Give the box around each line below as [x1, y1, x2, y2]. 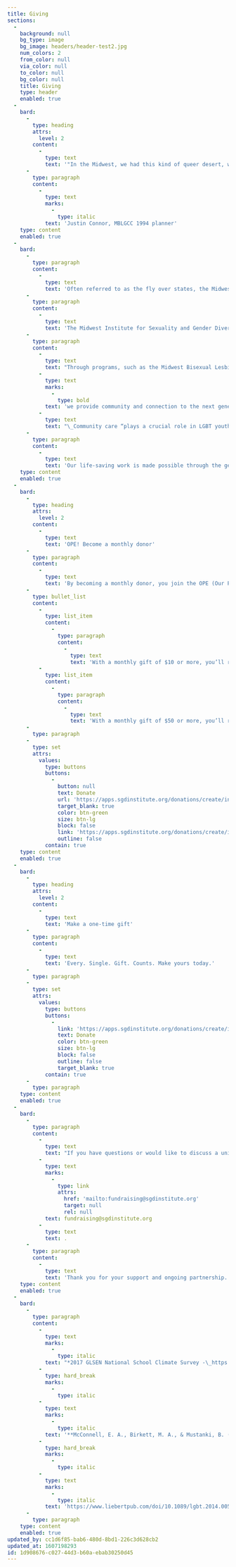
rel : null [63, 1209, 93, 1216]
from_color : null [20, 56, 71, 63]
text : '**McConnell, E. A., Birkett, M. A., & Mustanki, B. [44, 1431, 225, 1438]
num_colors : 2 [20, 50, 61, 57]
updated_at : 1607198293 [7, 1542, 77, 1549]
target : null [63, 1202, 102, 1209]
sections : [7, 17, 37, 24]
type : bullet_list [32, 593, 86, 600]
